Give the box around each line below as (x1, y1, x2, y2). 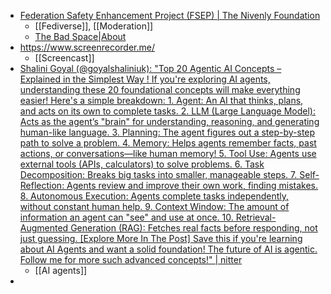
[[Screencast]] (34, 52, 95, 64)
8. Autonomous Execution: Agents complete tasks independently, (19, 190, 290, 202)
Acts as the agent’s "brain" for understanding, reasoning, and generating (19, 116, 320, 127)
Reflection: (19, 180, 65, 191)
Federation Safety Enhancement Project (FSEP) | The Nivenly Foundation (19, 10, 321, 21)
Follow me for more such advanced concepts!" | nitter (19, 254, 243, 265)
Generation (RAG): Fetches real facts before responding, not (70, 222, 318, 234)
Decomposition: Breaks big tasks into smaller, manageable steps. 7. (19, 169, 298, 180)
